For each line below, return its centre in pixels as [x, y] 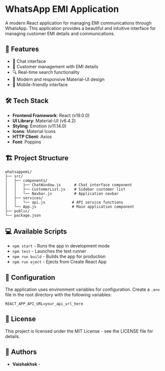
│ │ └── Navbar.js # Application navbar [62, 194]
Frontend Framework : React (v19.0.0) [51, 115]
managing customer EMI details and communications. [60, 33]
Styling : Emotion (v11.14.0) [39, 126]
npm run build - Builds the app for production [59, 256]
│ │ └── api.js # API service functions [64, 203]
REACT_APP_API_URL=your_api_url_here [44, 304]
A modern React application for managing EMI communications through [78, 23]
